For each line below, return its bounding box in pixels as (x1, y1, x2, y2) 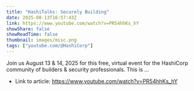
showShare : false (6, 25, 50, 32)
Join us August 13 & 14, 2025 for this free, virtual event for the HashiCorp (6, 59, 189, 67)
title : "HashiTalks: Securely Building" (6, 8, 110, 15)
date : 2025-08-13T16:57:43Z (6, 15, 77, 21)
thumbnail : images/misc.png (6, 37, 77, 43)
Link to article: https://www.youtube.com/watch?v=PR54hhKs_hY (15, 77, 178, 85)
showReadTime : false (6, 32, 59, 38)
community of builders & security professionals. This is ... (6, 66, 149, 73)
